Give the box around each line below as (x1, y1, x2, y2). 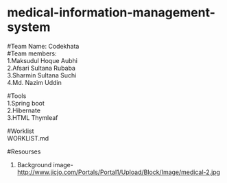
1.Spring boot (7, 99, 45, 107)
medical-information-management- (7, 5, 216, 21)
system (7, 19, 51, 35)
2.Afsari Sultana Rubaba (7, 64, 75, 72)
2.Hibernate (7, 106, 41, 114)
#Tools (7, 91, 27, 100)
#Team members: (7, 49, 57, 58)
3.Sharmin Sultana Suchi (7, 71, 77, 80)
